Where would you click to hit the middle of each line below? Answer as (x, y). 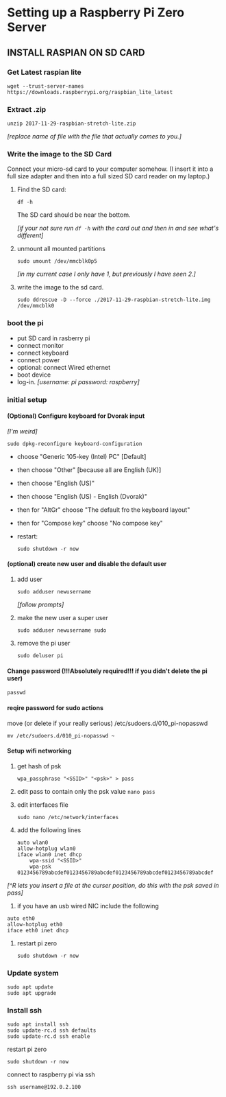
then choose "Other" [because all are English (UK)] (89, 470)
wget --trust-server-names (46, 86)
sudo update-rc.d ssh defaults (52, 1030)
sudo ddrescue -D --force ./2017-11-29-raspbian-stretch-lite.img (114, 300)
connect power (38, 360)
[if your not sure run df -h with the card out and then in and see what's (118, 228)
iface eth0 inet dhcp (38, 930)
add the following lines (49, 830)
